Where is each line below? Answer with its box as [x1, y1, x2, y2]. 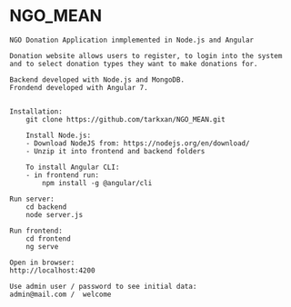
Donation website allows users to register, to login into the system [9, 51, 283, 60]
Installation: [9, 106, 64, 116]
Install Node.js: [25, 131, 92, 140]
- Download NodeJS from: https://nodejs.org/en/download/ [25, 138, 250, 148]
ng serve [25, 242, 59, 251]
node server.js [25, 210, 84, 219]
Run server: [9, 194, 55, 203]
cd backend [25, 202, 67, 212]
